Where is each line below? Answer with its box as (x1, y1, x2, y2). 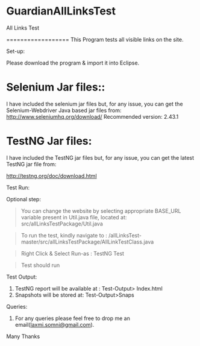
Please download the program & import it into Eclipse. (6, 59, 140, 66)
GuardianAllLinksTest (6, 4, 116, 18)
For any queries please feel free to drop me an (14, 315, 131, 322)
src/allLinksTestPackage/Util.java (20, 220, 104, 227)
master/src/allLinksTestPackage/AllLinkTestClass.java (20, 238, 154, 245)
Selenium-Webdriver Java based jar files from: (6, 107, 122, 114)
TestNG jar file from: (6, 160, 57, 168)
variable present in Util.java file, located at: (20, 213, 127, 221)
